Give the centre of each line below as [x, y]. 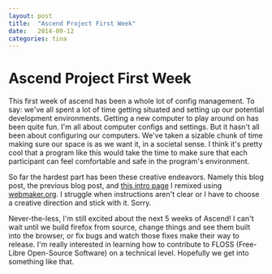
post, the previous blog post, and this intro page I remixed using [115, 186]
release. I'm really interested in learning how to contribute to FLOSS [121, 245]
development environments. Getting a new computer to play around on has [134, 118]
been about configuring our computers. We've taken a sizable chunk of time [136, 135]
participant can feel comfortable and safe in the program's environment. [129, 161]
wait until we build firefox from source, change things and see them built [130, 227]
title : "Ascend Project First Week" [72, 24]
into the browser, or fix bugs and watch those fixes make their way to [124, 236]
